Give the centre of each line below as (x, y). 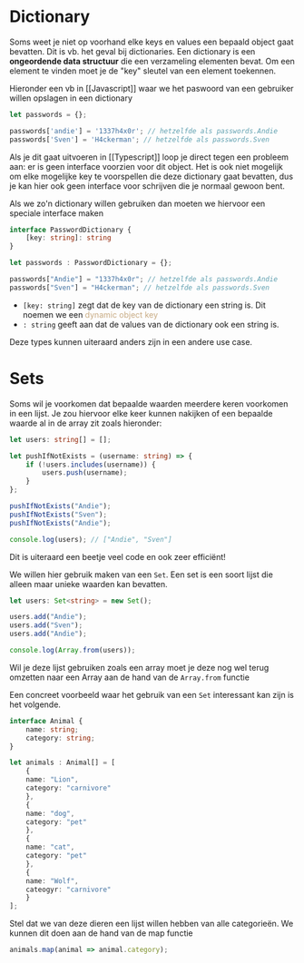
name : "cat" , (50, 847)
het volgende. (35, 704)
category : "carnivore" (69, 788)
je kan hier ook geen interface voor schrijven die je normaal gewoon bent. (147, 186)
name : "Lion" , (52, 780)
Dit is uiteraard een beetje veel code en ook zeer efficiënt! (118, 556)
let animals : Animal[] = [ (63, 763)
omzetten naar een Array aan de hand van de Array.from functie (129, 677)
